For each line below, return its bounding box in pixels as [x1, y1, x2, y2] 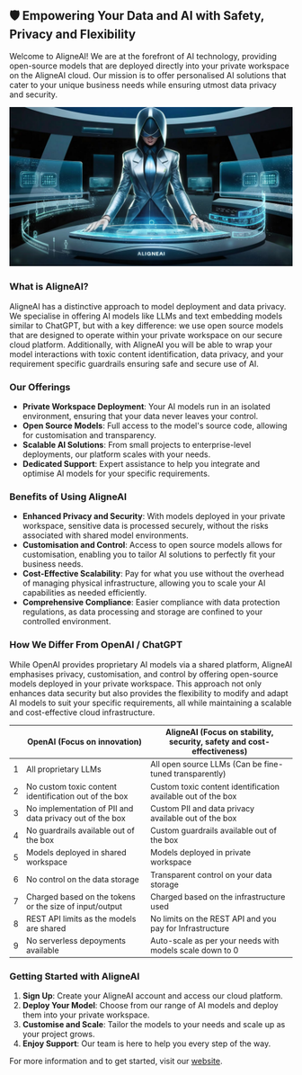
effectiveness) [191, 746, 248, 757]
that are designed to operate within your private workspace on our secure [9, 329, 283, 340]
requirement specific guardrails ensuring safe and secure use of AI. [9, 358, 259, 369]
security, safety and [169, 737, 247, 747]
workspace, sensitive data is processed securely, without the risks [22, 521, 269, 532]
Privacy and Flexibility [9, 27, 137, 42]
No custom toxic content [26, 781, 117, 792]
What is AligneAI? [9, 281, 89, 293]
